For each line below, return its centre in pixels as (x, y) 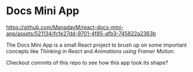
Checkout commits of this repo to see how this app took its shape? (87, 63)
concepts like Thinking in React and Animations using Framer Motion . (91, 51)
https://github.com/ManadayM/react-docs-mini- (65, 27)
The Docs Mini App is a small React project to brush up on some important (97, 45)
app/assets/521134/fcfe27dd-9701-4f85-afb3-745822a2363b (81, 33)
